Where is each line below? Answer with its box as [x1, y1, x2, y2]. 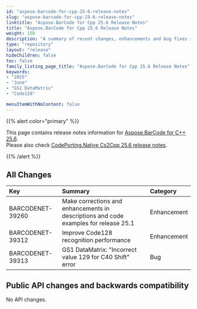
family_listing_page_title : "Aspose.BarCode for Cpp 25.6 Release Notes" [6, 63, 191, 69]
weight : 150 [6, 31, 35, 36]
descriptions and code [62, 212, 124, 220]
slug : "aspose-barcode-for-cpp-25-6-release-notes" [6, 14, 135, 20]
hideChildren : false [6, 52, 57, 58]
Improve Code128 [62, 229, 113, 237]
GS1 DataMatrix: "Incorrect [62, 245, 137, 254]
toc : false [6, 58, 33, 64]
